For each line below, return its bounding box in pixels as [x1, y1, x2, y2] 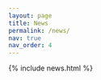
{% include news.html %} [8, 63, 93, 73]
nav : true [8, 34, 42, 42]
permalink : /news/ [8, 26, 70, 34]
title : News [8, 19, 48, 27]
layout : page [8, 11, 53, 20]
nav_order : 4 [8, 42, 53, 50]
